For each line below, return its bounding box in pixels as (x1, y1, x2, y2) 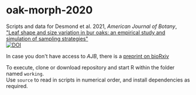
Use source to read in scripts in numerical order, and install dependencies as (6, 76, 190, 83)
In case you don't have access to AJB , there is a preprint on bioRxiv (6, 52, 170, 59)
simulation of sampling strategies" (6, 35, 89, 42)
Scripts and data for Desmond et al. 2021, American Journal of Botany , (6, 23, 177, 30)
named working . (6, 70, 44, 77)
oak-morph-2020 (6, 3, 93, 17)
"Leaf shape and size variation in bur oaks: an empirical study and (6, 29, 166, 36)
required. (6, 82, 28, 89)
